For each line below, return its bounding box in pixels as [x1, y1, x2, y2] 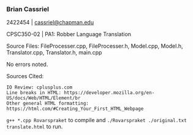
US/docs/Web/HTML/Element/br [6, 95, 81, 101]
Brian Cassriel [6, 5, 49, 13]
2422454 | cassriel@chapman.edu [6, 19, 94, 26]
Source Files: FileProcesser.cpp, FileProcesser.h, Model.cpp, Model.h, [6, 42, 183, 50]
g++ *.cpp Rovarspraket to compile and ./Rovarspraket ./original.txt [6, 117, 187, 124]
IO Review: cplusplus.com [6, 84, 72, 90]
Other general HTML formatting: [6, 100, 89, 107]
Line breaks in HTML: [6, 90, 62, 96]
